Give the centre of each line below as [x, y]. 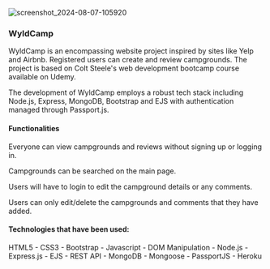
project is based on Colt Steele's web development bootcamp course [124, 68]
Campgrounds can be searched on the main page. [92, 171]
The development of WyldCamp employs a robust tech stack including [126, 92]
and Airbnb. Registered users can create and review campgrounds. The [128, 60]
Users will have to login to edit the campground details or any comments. [131, 186]
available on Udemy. [43, 77]
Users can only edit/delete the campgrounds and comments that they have [133, 202]
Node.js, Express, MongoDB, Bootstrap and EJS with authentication [121, 101]
